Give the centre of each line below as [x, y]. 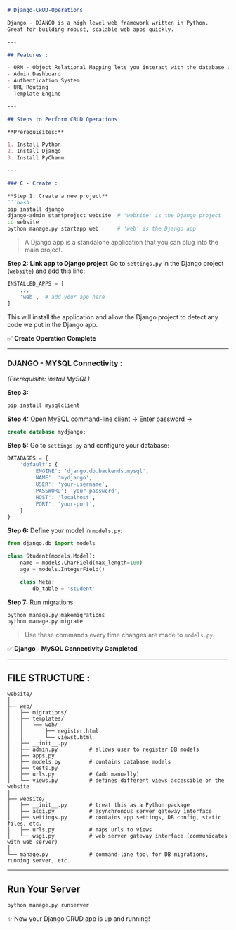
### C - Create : [33, 183]
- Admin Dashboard [34, 74]
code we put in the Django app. [53, 324]
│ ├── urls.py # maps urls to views [80, 830]
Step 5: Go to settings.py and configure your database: [88, 445]
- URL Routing [28, 87]
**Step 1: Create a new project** [58, 196]
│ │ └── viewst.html [50, 738]
